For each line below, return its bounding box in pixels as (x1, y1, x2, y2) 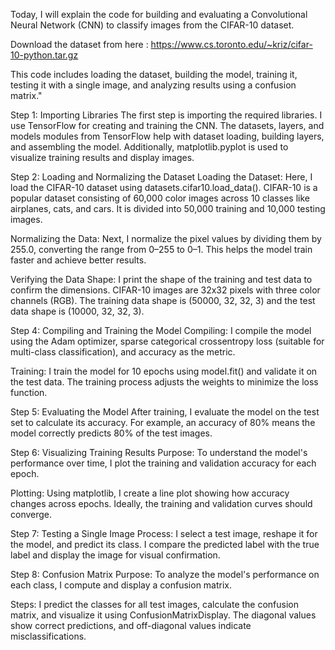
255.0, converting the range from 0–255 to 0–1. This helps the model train (10, 244, 313, 255)
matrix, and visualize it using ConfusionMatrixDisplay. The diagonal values (10, 609, 317, 621)
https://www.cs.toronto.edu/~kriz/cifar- (150, 39, 313, 50)
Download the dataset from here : (10, 39, 149, 50)
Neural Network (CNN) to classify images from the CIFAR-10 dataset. (10, 19, 295, 31)
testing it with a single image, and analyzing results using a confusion (10, 79, 297, 91)
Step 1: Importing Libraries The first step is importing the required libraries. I (10, 109, 323, 121)
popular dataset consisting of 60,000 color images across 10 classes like (10, 192, 310, 204)
